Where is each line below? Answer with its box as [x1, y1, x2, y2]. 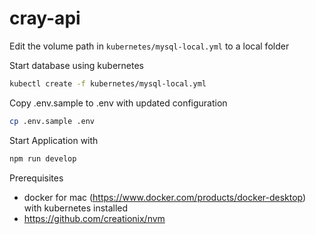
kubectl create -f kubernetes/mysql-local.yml [9, 78, 207, 89]
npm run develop [9, 153, 77, 164]
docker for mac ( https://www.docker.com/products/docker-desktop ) [23, 191, 307, 203]
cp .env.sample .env [9, 116, 96, 126]
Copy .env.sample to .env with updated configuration [9, 97, 228, 109]
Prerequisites [9, 172, 64, 184]
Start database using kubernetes [9, 59, 144, 71]
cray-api [9, 7, 81, 30]
